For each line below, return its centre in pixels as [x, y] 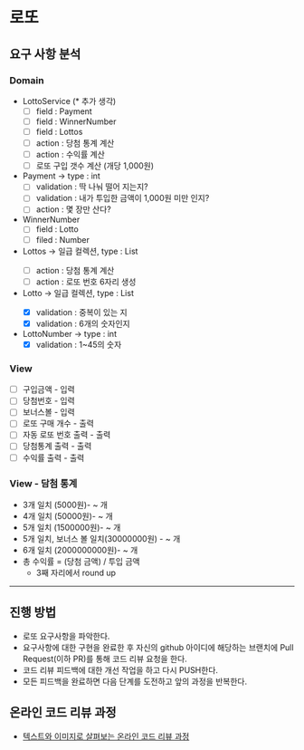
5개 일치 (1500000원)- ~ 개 [71, 527]
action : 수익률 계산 [71, 155]
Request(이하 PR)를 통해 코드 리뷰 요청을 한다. [104, 659]
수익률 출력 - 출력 [53, 457]
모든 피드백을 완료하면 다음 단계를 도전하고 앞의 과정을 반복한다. [134, 681]
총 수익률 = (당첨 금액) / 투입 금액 [81, 561]
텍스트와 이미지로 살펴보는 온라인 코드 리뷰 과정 [106, 736]
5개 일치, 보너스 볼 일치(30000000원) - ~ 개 [101, 538]
